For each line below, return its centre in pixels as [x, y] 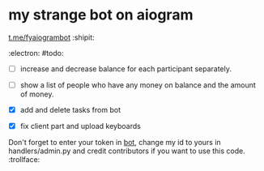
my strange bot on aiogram [101, 15]
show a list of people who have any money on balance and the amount [138, 85]
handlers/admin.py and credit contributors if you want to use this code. [127, 151]
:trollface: [24, 160]
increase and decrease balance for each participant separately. [126, 68]
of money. [37, 94]
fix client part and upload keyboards [81, 126]
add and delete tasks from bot [70, 110]
